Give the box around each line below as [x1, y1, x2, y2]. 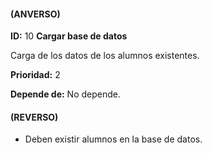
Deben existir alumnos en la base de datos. [24, 133, 203, 145]
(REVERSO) [10, 111, 59, 123]
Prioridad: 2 [10, 69, 61, 81]
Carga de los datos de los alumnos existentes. [10, 50, 200, 62]
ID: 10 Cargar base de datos [10, 30, 128, 42]
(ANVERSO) [10, 8, 61, 20]
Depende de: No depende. [10, 88, 121, 100]
